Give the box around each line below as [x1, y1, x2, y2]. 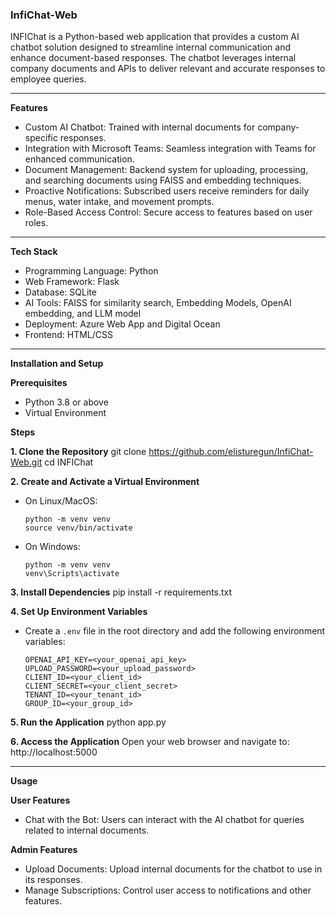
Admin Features [10, 844, 78, 856]
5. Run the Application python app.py [10, 716, 167, 728]
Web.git [10, 456, 43, 468]
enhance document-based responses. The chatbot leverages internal [10, 52, 297, 64]
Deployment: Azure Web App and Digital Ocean [24, 318, 221, 330]
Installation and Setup [10, 358, 104, 370]
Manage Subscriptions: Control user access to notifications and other [24, 884, 312, 897]
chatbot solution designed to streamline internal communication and [10, 41, 291, 53]
